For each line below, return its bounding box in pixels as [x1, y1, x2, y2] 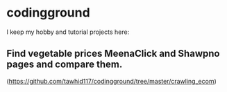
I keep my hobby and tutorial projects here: [6, 28, 130, 36]
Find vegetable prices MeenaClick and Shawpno [6, 48, 220, 59]
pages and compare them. [6, 59, 123, 71]
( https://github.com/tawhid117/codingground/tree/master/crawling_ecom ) [6, 77, 217, 85]
